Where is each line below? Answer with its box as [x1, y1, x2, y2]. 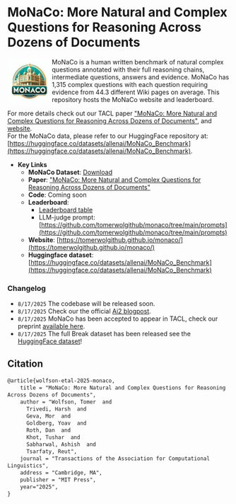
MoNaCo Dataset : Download [28, 168, 113, 176]
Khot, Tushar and [25, 434, 81, 441]
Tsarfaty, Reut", [25, 448, 78, 455]
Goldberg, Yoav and [25, 420, 87, 427]
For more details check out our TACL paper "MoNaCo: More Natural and [7, 109, 218, 118]
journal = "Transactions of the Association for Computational [20, 455, 211, 462]
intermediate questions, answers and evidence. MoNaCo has [52, 72, 230, 81]
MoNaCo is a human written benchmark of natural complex [52, 57, 224, 66]
